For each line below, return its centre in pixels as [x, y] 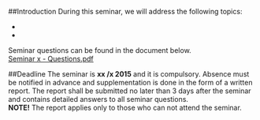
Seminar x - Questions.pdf [51, 59]
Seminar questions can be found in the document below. [100, 50]
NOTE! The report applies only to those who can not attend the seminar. [125, 107]
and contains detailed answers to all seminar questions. [98, 99]
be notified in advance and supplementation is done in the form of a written [130, 82]
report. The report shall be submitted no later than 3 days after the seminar [130, 91]
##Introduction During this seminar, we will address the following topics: [125, 11]
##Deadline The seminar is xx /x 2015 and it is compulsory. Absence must [129, 74]
